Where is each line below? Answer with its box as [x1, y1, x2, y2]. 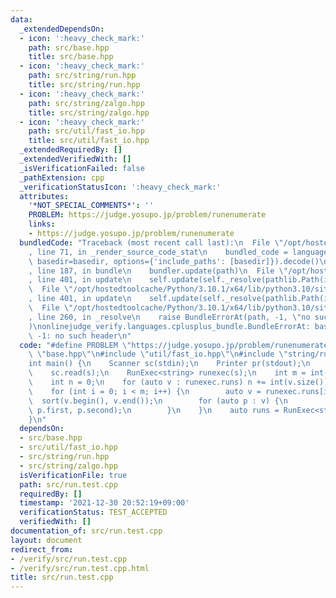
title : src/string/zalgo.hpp [28, 107, 150, 118]
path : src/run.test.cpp [19, 479, 118, 490]
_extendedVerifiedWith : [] [19, 154, 132, 164]
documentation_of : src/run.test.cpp [10, 526, 163, 536]
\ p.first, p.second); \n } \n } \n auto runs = [28, 405, 280, 415]
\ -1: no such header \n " [28, 331, 132, 341]
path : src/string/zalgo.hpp [28, 98, 145, 108]
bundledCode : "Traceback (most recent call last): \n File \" [19, 237, 284, 248]
